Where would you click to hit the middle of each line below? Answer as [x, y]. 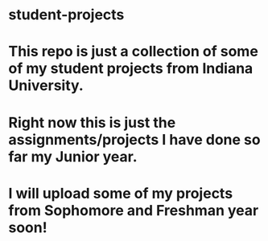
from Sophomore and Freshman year [134, 210]
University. [46, 86]
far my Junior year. [73, 156]
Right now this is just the [92, 123]
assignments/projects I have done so [134, 139]
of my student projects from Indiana [131, 69]
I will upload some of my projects [121, 193]
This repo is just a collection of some [134, 52]
